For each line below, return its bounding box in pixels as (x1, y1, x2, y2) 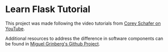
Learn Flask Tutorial (5, 4, 90, 15)
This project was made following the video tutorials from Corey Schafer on (5, 20, 161, 26)
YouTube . (5, 25, 25, 31)
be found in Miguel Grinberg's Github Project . (5, 40, 100, 46)
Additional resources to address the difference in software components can (5, 35, 163, 41)
